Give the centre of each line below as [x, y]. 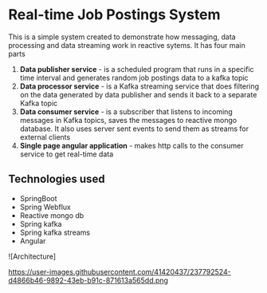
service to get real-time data [67, 154]
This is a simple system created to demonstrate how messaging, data [122, 37]
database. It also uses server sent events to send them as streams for [134, 129]
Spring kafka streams [55, 232]
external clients [45, 137]
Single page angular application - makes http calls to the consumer [132, 145]
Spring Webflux [45, 207]
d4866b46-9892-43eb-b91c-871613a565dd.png [88, 280]
